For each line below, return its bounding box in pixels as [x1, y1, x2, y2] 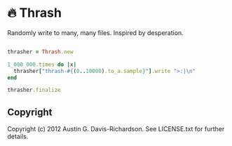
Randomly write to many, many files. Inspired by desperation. [7, 28, 184, 36]
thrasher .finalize [7, 86, 61, 94]
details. [7, 132, 29, 141]
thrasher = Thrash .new [7, 48, 74, 55]
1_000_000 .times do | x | [7, 61, 77, 68]
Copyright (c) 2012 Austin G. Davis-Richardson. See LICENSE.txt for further [7, 125, 225, 133]
